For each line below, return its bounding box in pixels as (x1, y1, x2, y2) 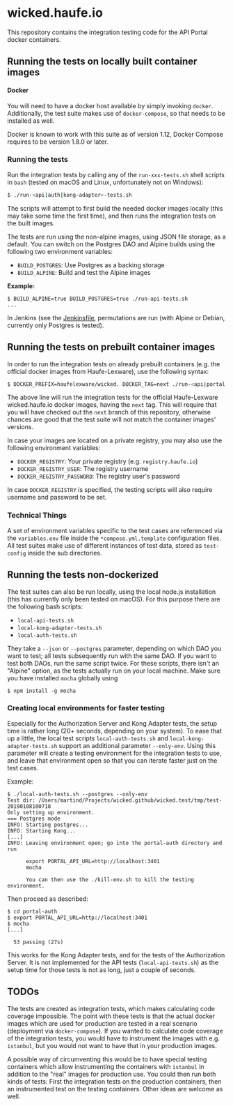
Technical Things (7, 511, 67, 521)
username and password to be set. (7, 493, 107, 502)
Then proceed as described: (7, 895, 88, 903)
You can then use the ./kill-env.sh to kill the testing (25, 876, 195, 883)
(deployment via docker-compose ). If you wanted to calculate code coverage (7, 1026, 224, 1035)
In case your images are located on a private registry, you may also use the (7, 436, 223, 444)
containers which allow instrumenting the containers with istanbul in (7, 1062, 204, 1070)
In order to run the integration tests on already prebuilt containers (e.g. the (7, 359, 220, 368)
